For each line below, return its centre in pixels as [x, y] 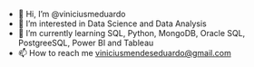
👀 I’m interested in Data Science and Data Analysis [112, 24]
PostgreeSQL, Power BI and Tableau [86, 43]
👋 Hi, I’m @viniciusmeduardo [72, 14]
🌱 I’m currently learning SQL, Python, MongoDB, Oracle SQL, [132, 33]
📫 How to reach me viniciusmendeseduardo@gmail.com [124, 53]
